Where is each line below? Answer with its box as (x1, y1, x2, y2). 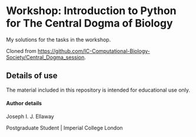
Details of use (6, 71, 58, 81)
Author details (6, 100, 42, 107)
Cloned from (6, 47, 36, 54)
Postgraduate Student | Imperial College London (6, 124, 123, 131)
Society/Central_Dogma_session (6, 54, 85, 61)
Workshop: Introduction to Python (6, 4, 177, 18)
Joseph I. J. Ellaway (6, 113, 54, 120)
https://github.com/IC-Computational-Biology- (37, 47, 150, 54)
